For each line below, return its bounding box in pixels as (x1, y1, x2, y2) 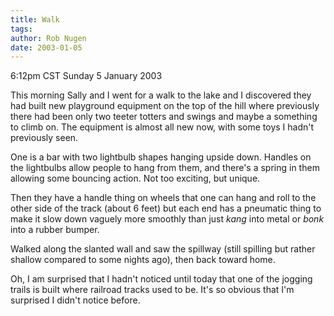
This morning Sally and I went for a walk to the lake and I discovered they (10, 89, 312, 101)
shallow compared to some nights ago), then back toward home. (10, 254, 276, 266)
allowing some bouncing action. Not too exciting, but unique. (10, 172, 261, 185)
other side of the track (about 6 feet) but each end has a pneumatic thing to (10, 202, 322, 215)
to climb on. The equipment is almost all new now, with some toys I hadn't (10, 121, 315, 133)
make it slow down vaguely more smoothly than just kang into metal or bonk (10, 213, 325, 225)
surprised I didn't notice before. (10, 294, 141, 306)
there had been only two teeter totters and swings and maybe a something (10, 111, 318, 123)
